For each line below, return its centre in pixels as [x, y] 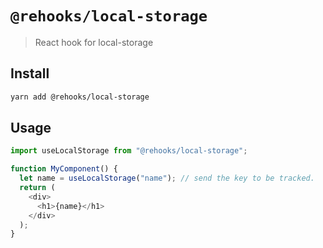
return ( [37, 188]
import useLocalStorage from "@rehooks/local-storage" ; [129, 151]
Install [30, 73]
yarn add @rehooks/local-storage [80, 97]
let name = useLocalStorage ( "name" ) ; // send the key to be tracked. [167, 178]
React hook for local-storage [94, 42]
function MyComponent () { [64, 169]
